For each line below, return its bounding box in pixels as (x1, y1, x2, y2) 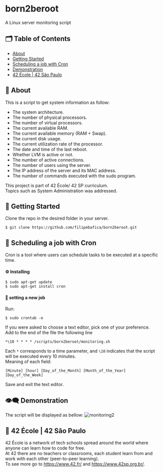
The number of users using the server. (12, 162, 91, 168)
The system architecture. (12, 109, 64, 115)
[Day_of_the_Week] (5, 373, 43, 378)
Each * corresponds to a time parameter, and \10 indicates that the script (5, 348, 156, 354)
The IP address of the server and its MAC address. (12, 167, 117, 173)
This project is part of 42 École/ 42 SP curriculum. (5, 182, 108, 188)
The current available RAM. (12, 125, 69, 131)
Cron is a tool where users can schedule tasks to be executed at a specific (5, 252, 159, 258)
